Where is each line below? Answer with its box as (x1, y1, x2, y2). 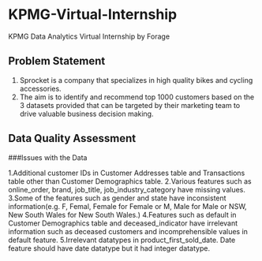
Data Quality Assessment (8, 132, 137, 145)
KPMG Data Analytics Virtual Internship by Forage (8, 32, 170, 41)
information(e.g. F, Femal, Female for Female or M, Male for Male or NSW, (8, 201, 247, 211)
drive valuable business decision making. (19, 109, 154, 118)
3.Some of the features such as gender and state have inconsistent (8, 193, 226, 203)
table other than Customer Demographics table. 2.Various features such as (8, 176, 252, 186)
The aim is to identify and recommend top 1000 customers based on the (19, 92, 255, 102)
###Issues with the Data (8, 152, 88, 162)
